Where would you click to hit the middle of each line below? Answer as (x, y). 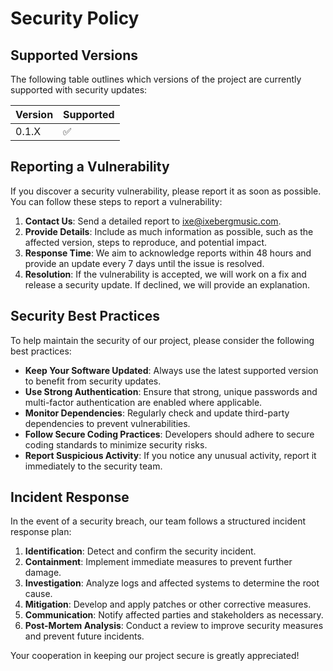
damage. (43, 573)
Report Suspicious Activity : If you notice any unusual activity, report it (170, 455)
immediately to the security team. (93, 466)
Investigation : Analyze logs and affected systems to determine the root (172, 583)
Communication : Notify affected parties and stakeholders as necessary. (174, 615)
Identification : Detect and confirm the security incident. (140, 551)
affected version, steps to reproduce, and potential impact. (146, 242)
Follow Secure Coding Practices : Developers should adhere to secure (169, 434)
